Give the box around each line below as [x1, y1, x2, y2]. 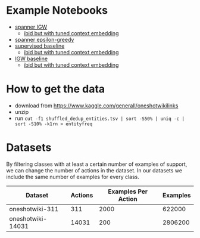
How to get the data [6, 82, 105, 96]
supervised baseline [14, 42, 65, 50]
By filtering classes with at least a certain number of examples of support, [6, 160, 187, 168]
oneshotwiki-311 [9, 205, 59, 213]
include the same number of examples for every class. [6, 173, 140, 180]
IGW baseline [14, 55, 48, 62]
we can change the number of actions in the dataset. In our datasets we [6, 166, 183, 174]
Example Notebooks [6, 4, 108, 17]
